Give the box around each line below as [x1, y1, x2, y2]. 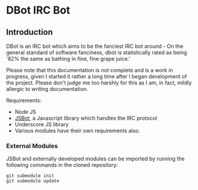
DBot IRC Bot [6, 4, 71, 17]
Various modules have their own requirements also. [14, 127, 140, 134]
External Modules [6, 142, 58, 150]
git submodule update [6, 178, 60, 184]
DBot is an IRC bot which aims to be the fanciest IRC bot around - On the [6, 42, 184, 50]
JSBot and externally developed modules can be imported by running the [6, 155, 185, 162]
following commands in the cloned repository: [6, 162, 119, 169]
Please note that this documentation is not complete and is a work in [6, 67, 173, 74]
